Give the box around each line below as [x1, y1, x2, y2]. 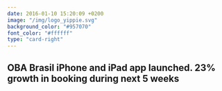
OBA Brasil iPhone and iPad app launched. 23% [7, 62, 216, 74]
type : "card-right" [7, 36, 64, 43]
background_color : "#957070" [7, 23, 92, 30]
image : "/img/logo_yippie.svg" [7, 17, 98, 24]
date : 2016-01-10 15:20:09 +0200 [7, 10, 104, 17]
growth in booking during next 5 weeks [7, 72, 180, 84]
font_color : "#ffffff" [7, 29, 73, 37]
